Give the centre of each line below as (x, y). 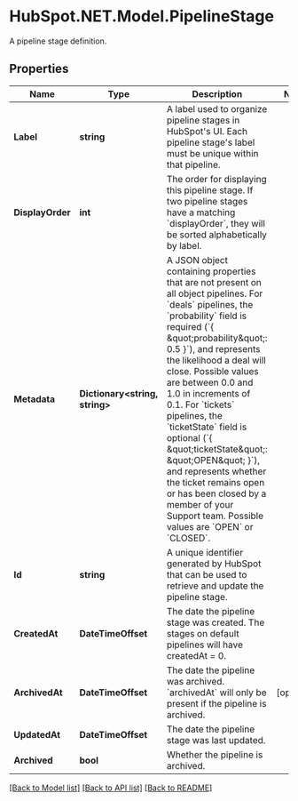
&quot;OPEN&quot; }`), (213, 460)
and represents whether (216, 471)
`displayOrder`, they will (216, 223)
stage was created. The (216, 622)
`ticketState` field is (207, 427)
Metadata (35, 399)
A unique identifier (205, 552)
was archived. (196, 681)
